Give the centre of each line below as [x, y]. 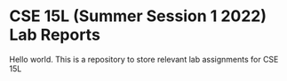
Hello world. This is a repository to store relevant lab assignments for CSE [144, 59]
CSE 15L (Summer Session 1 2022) [138, 16]
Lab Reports [55, 35]
